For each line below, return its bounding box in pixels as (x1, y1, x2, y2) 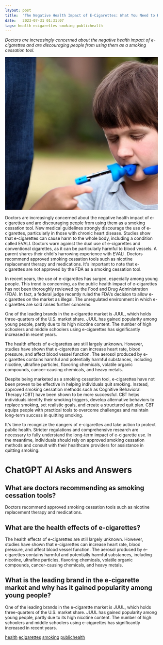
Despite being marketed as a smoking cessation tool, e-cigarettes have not (5, 376, 155, 382)
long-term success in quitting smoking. (5, 413, 83, 418)
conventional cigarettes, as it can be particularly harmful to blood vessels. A (5, 246, 157, 252)
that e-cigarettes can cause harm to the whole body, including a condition (5, 235, 153, 241)
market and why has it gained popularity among (5, 584, 153, 592)
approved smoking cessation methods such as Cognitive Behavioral (5, 386, 141, 393)
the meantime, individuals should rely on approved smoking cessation (5, 437, 145, 443)
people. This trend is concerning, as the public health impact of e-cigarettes (5, 281, 157, 287)
